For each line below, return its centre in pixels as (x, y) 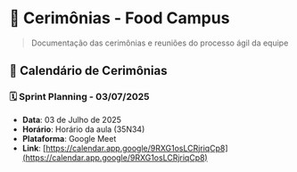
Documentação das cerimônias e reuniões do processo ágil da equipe (160, 43)
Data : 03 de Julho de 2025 (72, 119)
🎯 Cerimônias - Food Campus (120, 18)
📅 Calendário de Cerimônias (88, 71)
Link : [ (34, 148)
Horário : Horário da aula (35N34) (83, 129)
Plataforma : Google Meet (69, 138)
